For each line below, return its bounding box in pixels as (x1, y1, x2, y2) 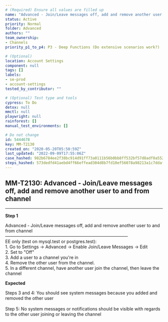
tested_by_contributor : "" (5, 86, 61, 91)
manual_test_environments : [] (5, 123, 68, 128)
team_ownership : (5, 36, 39, 41)
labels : (5, 72, 21, 78)
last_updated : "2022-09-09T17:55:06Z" (5, 151, 86, 156)
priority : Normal (5, 21, 41, 27)
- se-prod (5, 77, 26, 82)
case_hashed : (5, 156, 32, 161)
